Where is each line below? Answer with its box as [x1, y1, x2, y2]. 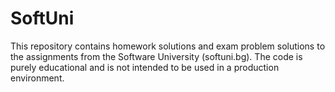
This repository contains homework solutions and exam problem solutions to [10, 40, 326, 52]
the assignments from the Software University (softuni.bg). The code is [10, 50, 303, 62]
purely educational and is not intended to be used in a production [10, 61, 280, 73]
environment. [10, 72, 65, 84]
